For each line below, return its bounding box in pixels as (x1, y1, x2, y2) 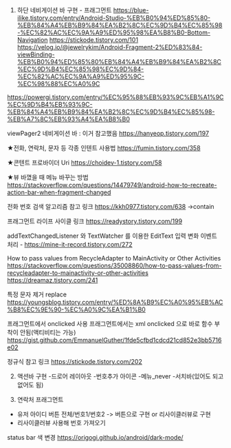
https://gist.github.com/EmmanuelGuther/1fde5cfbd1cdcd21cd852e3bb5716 (7, 336, 222, 344)
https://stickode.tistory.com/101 (49, 36, 139, 43)
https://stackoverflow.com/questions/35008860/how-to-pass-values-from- (7, 261, 222, 269)
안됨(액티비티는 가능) (19, 328, 76, 336)
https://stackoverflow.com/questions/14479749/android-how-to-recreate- (7, 181, 217, 189)
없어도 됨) (16, 381, 44, 389)
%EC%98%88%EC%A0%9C (16, 80, 100, 88)
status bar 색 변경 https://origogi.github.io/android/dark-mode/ (7, 434, 184, 441)
